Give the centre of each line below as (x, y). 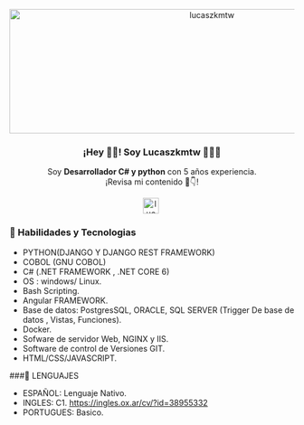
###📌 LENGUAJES (44, 375)
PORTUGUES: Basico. (63, 412)
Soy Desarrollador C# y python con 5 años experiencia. (152, 172)
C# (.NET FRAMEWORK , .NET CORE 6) (96, 271)
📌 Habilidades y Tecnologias (73, 232)
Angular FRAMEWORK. (65, 300)
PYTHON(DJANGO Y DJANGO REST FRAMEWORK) (119, 252)
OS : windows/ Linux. (62, 281)
